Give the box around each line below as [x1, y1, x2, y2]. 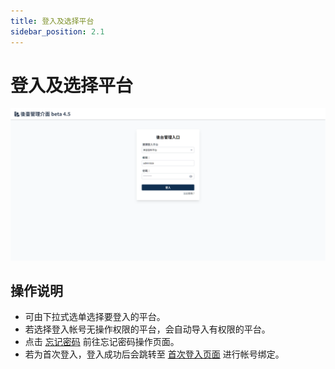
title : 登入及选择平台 [10, 16, 95, 26]
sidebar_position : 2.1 [10, 26, 105, 37]
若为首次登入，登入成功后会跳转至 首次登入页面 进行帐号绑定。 [24, 348, 285, 360]
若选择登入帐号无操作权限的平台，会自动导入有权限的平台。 [24, 323, 271, 335]
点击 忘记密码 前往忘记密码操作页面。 [24, 336, 180, 348]
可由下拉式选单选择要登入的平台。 [24, 311, 166, 323]
